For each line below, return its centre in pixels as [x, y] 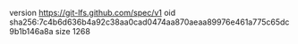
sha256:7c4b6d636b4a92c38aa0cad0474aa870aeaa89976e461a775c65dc [149, 22]
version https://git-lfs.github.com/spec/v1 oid [93, 13]
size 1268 [73, 31]
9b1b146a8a [31, 31]
